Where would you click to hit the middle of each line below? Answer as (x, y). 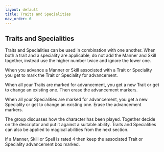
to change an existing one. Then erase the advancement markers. (71, 90)
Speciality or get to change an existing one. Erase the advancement (73, 105)
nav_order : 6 (18, 19)
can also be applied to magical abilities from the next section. (67, 130)
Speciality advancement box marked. (43, 144)
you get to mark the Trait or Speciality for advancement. (62, 75)
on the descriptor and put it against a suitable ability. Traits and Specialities (81, 125)
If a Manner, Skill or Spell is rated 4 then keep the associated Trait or (74, 139)
